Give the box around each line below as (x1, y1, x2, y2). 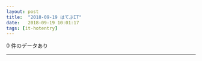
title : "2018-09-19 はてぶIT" (6, 14, 82, 20)
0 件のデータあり (6, 42, 48, 49)
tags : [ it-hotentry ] (6, 25, 58, 31)
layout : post (6, 8, 39, 15)
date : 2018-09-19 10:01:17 (6, 20, 79, 25)
